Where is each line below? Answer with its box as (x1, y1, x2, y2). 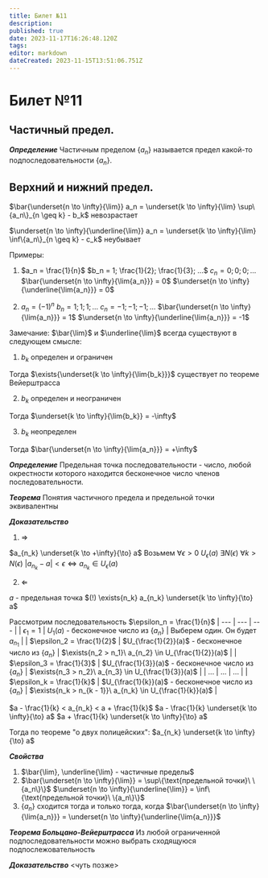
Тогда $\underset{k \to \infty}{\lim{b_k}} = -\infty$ (9, 412, 176, 421)
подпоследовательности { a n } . (9, 155, 112, 167)
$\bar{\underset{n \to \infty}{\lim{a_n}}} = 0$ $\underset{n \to (20, 276, 228, 286)
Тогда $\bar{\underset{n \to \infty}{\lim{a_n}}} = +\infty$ (9, 444, 198, 453)
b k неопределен (20, 427, 77, 438)
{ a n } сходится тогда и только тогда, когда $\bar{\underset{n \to (20, 801, 238, 813)
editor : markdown (9, 49, 68, 57)
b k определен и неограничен (20, 394, 122, 405)
